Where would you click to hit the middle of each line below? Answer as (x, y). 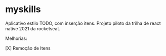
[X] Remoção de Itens (28, 48)
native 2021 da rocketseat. (33, 28)
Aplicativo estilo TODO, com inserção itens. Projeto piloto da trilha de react (83, 23)
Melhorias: (16, 38)
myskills (23, 9)
